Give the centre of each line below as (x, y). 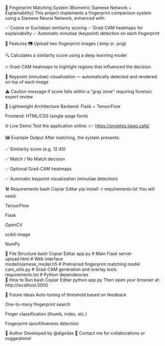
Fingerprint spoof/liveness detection (42, 323)
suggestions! (18, 338)
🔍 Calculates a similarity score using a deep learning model (66, 55)
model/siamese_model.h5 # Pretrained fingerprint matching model (73, 264)
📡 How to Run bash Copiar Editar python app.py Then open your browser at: (83, 280)
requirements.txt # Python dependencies (47, 274)
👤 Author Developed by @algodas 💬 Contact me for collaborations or (75, 333)
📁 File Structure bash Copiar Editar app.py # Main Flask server (68, 253)
